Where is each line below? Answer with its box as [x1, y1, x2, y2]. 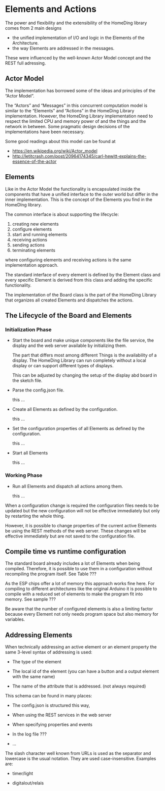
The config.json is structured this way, [12, 702, 90, 708]
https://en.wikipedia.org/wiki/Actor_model [12, 148, 98, 154]
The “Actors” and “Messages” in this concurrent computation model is [5, 102, 148, 108]
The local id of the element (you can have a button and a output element [12, 668, 159, 674]
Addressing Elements [5, 631, 72, 639]
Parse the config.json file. [12, 387, 65, 393]
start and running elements [12, 231, 67, 237]
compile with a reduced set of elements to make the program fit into [5, 591, 143, 597]
